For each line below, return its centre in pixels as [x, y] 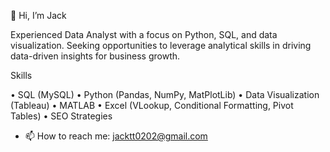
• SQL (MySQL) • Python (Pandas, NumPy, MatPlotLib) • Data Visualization [165, 94]
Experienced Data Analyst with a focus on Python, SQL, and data [144, 34]
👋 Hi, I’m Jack [38, 15]
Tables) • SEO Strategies [61, 116]
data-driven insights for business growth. [95, 56]
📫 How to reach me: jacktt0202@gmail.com [116, 136]
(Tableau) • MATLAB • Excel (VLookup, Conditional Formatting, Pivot [152, 105]
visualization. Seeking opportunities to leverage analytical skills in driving [161, 45]
